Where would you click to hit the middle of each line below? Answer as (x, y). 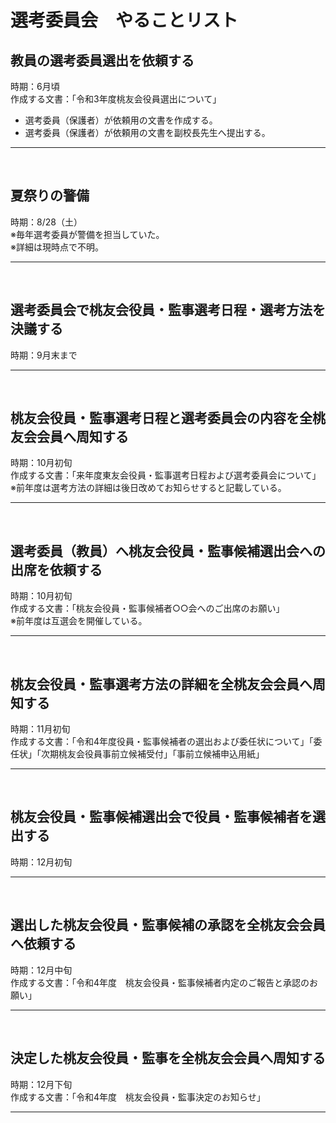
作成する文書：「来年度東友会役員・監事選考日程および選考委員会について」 (166, 475)
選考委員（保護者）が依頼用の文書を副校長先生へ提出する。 (147, 132)
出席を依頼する (56, 569)
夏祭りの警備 (50, 196)
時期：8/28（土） (46, 222)
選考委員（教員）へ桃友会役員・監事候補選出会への (168, 551)
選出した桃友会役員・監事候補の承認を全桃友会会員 (168, 925)
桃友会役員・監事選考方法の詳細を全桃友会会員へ (161, 684)
